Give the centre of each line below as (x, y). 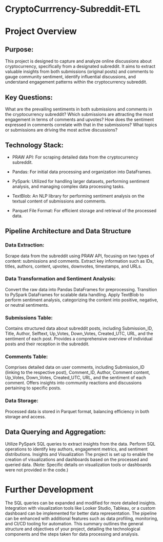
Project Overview (41, 32)
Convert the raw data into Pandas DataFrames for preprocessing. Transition (81, 289)
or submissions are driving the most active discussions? (61, 130)
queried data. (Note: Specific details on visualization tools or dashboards (78, 464)
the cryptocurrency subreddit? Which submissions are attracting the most (79, 114)
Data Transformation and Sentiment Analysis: (61, 279)
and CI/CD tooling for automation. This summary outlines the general (74, 524)
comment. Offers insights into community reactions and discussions (73, 383)
